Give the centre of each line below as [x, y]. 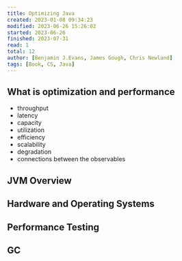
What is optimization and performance [91, 92]
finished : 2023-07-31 [38, 39]
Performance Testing [53, 227]
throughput [33, 108]
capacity [29, 123]
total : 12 [21, 52]
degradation [34, 152]
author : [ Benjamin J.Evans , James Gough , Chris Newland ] [90, 58]
